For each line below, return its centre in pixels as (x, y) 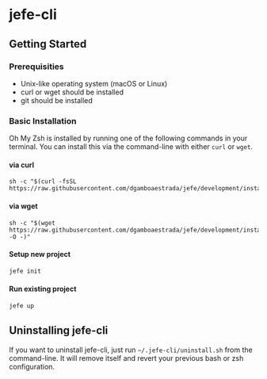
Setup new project (40, 255)
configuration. (32, 366)
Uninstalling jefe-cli (59, 331)
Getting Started (48, 44)
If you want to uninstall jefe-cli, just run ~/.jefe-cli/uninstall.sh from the (131, 350)
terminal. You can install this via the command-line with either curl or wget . (131, 147)
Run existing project (43, 289)
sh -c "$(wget (32, 223)
